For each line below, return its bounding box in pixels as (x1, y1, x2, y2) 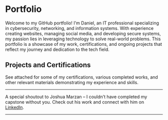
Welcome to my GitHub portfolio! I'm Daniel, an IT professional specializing (5, 20, 159, 26)
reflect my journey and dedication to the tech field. (5, 46, 110, 52)
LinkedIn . (5, 104, 24, 110)
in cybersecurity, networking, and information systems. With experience (5, 25, 154, 31)
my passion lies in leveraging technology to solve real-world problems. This (5, 36, 161, 42)
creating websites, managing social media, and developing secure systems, (5, 30, 161, 36)
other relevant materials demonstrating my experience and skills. (5, 79, 138, 85)
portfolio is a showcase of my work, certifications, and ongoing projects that (5, 41, 162, 47)
